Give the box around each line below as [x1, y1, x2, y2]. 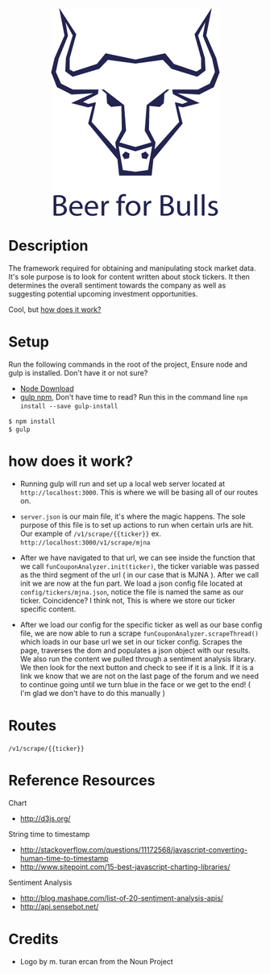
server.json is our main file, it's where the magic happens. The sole [19, 512, 246, 521]
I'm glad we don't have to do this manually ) [19, 688, 165, 698]
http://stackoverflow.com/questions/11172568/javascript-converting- [19, 844, 248, 854]
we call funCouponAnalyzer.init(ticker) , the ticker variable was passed [19, 561, 260, 571]
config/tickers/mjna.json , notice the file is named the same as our [19, 586, 244, 596]
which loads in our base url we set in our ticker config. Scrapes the [19, 636, 243, 646]
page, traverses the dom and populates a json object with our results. [19, 645, 251, 655]
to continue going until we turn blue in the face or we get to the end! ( [19, 679, 251, 689]
